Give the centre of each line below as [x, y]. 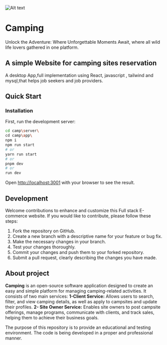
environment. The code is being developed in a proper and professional [79, 332]
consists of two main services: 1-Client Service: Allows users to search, [80, 296]
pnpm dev [14, 163]
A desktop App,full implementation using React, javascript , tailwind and [79, 75]
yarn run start [21, 154]
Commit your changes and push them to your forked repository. [78, 252]
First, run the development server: [40, 122]
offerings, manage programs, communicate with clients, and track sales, [80, 312]
